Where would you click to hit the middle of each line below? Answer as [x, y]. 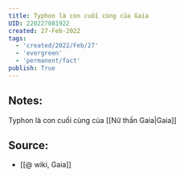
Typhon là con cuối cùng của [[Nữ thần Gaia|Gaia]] [92, 120]
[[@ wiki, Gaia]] [46, 165]
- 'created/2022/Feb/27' [57, 46]
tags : [17, 38]
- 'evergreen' [39, 53]
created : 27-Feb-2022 [45, 31]
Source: [29, 145]
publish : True [32, 68]
